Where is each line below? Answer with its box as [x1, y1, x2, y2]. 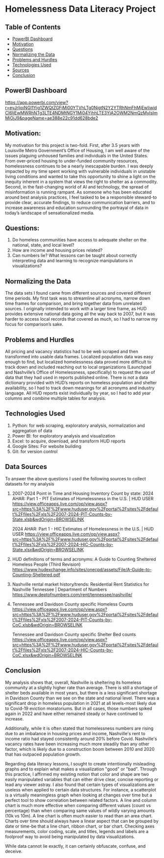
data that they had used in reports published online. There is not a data [5, 374, 148, 380]
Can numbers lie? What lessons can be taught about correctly [12, 253, 137, 258]
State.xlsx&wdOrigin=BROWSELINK [12, 547, 84, 553]
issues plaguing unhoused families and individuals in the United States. [5, 153, 148, 159]
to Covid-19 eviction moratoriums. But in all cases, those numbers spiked [5, 705, 153, 711]
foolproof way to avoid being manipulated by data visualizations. [5, 834, 135, 839]
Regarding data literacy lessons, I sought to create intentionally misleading [5, 761, 155, 766]
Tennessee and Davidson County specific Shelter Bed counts [12, 631, 136, 637]
